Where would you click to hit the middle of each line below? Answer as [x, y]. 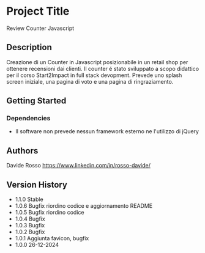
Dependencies [28, 119]
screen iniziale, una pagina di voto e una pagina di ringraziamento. [90, 81]
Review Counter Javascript [40, 28]
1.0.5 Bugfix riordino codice [50, 213]
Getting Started [36, 101]
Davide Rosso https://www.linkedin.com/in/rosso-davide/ [79, 166]
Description [29, 47]
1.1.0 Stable [29, 199]
